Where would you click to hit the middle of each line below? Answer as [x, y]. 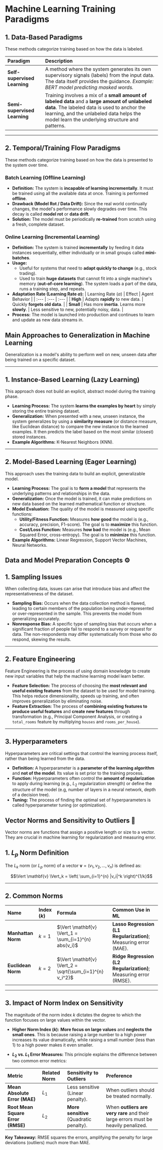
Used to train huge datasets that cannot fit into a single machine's [86, 279]
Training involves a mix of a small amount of [96, 95]
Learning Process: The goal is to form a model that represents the [79, 488]
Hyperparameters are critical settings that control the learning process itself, [81, 753]
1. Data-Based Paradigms [44, 37]
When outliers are [127, 1107]
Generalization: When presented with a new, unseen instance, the [78, 416]
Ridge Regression [133, 956]
